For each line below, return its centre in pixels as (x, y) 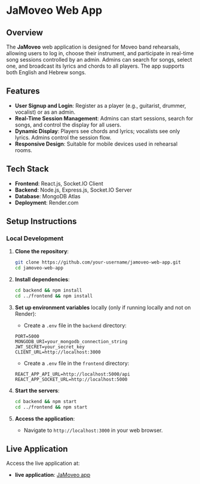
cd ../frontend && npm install (54, 296)
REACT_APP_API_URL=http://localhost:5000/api (72, 374)
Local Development (35, 238)
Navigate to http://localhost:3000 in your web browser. (93, 430)
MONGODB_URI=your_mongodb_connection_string (71, 341)
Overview (25, 33)
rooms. (24, 150)
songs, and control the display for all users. (68, 125)
